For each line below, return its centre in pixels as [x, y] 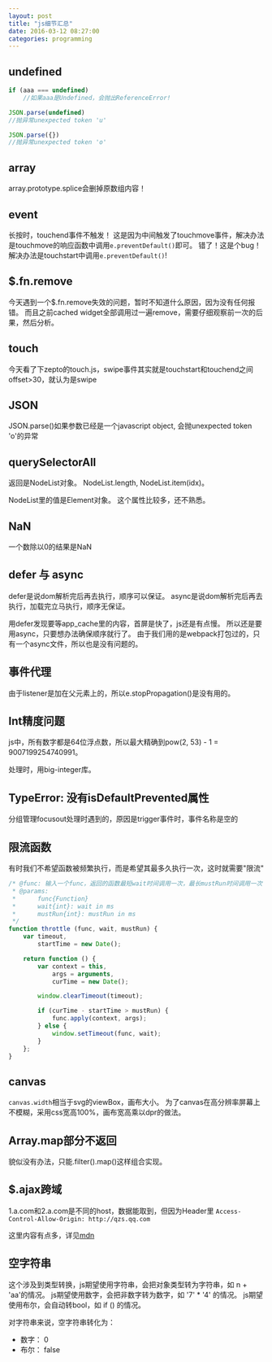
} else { [52, 1026]
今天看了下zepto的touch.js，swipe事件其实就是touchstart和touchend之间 [131, 369]
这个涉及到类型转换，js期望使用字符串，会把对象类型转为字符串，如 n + [128, 1284]
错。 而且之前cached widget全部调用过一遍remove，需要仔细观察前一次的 [132, 312]
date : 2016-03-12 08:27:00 [54, 31]
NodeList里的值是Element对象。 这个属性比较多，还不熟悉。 [109, 500]
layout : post [30, 16]
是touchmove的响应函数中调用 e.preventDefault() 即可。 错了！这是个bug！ [135, 245]
